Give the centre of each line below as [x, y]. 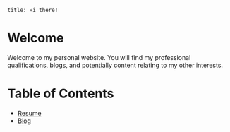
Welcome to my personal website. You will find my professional [99, 57]
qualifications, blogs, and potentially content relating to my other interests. [115, 65]
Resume [29, 113]
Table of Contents [61, 94]
